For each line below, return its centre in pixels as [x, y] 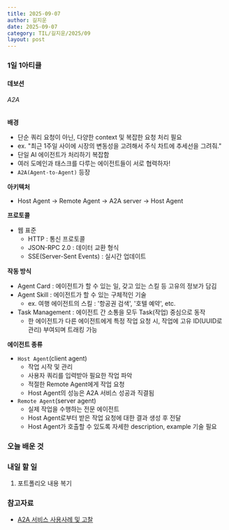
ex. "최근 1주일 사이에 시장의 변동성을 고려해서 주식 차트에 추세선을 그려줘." [119, 146]
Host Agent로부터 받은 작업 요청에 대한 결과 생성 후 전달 [104, 418]
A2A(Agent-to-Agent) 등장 [54, 172]
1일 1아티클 [24, 66]
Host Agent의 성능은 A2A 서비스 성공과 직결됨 [91, 392]
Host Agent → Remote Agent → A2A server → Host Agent [100, 200]
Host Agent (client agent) [52, 358]
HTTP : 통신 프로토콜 [57, 239]
